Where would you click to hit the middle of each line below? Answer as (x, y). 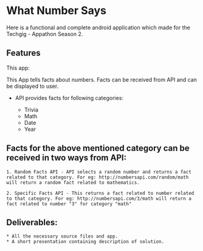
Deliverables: (32, 222)
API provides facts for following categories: (69, 97)
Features (23, 53)
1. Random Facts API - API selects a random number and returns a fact (99, 172)
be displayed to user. (33, 86)
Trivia (31, 110)
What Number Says (56, 11)
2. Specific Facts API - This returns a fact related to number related (100, 193)
